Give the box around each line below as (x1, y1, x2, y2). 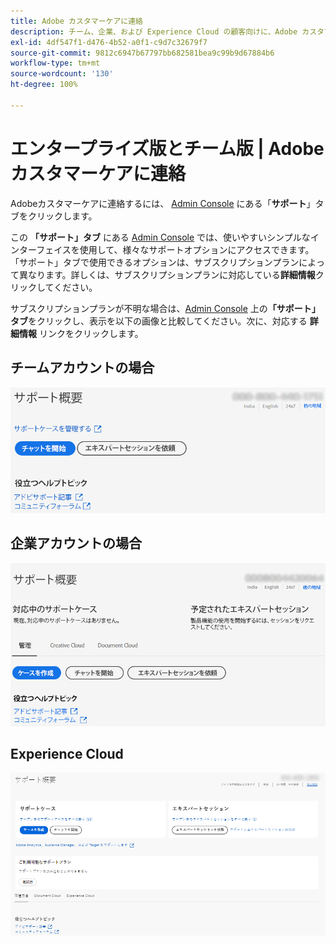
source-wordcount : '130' (10, 69, 114, 79)
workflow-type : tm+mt (10, 58, 101, 69)
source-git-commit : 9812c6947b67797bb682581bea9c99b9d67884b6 (10, 48, 275, 58)
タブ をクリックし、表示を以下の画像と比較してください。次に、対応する (10, 315, 308, 327)
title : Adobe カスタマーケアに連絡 (10, 16, 143, 26)
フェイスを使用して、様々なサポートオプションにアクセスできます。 (36, 243, 315, 255)
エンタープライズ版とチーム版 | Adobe (10, 137, 325, 160)
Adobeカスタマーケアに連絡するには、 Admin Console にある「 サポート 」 (10, 197, 316, 209)
